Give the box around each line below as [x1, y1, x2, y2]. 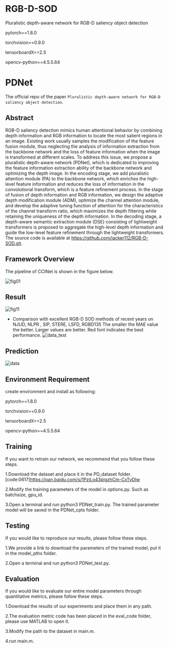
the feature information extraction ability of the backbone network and [5, 165, 152, 171]
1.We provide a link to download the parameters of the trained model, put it [5, 545, 161, 551]
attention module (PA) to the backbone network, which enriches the [5, 175, 147, 181]
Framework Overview [5, 255, 75, 263]
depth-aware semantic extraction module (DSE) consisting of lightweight [5, 218, 157, 224]
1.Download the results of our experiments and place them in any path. [5, 603, 153, 609]
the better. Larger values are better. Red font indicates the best [12, 327, 144, 333]
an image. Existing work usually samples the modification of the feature [5, 138, 154, 144]
